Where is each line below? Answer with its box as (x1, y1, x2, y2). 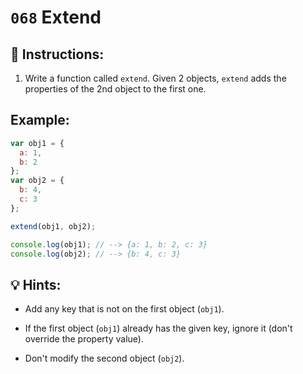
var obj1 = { (10, 138, 65, 148)
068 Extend (10, 6, 102, 29)
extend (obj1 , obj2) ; (10, 221, 97, 231)
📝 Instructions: (10, 46, 105, 63)
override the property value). (24, 333, 144, 345)
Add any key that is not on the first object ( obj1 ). (24, 303, 225, 315)
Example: (10, 112, 70, 129)
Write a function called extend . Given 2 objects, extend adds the (24, 72, 287, 84)
